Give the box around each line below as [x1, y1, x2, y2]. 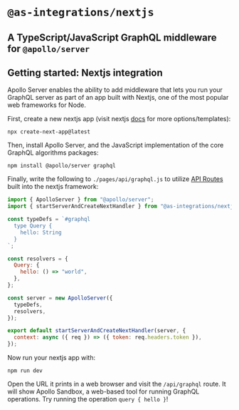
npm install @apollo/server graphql [7, 163, 116, 170]
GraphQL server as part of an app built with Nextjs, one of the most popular [7, 93, 229, 102]
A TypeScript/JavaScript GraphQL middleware [7, 31, 217, 43]
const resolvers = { [7, 255, 69, 262]
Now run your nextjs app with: [7, 354, 96, 362]
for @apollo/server [7, 42, 90, 55]
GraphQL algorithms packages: [7, 148, 99, 157]
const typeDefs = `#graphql [7, 216, 91, 223]
